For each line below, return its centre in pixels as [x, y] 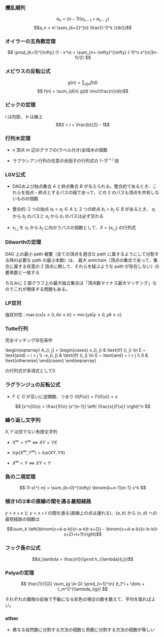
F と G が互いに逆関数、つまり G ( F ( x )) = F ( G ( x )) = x [65, 396]
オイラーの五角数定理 [30, 41]
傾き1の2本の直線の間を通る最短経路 [48, 502]
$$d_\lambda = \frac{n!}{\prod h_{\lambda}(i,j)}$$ [83, 559]
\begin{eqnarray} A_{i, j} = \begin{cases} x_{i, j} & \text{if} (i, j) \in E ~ [76, 350]
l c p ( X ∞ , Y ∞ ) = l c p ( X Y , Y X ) [39, 452]
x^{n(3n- [149, 52]
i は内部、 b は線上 [24, 116]
